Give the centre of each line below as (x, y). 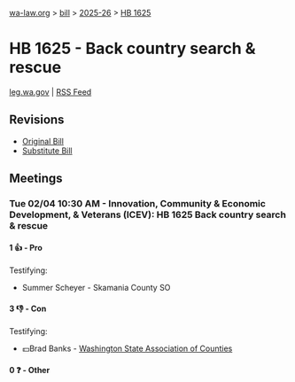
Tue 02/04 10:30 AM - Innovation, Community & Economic (137, 204)
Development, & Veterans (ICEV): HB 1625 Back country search (147, 214)
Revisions (37, 120)
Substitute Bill (47, 151)
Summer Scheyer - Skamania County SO (96, 288)
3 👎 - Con (28, 308)
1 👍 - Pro (26, 247)
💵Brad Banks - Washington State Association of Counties (127, 348)
